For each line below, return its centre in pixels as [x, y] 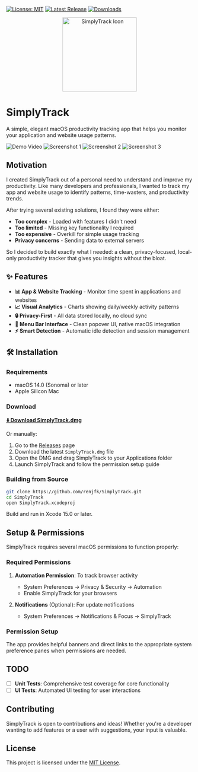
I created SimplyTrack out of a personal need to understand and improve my [99, 179]
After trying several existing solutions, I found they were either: [83, 210]
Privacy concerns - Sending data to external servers [79, 240]
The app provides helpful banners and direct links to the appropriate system [99, 644]
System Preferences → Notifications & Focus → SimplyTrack [97, 616]
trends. [15, 198]
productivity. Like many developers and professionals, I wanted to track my [98, 186]
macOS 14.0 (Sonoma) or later [52, 385]
